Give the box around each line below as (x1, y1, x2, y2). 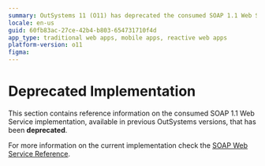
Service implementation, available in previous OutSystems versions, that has (8, 116, 256, 126)
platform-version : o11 (8, 41, 83, 49)
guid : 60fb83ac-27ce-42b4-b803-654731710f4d (8, 26, 157, 34)
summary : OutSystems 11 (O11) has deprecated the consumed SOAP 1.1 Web (8, 11, 252, 20)
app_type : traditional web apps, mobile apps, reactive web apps (8, 33, 227, 42)
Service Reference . (8, 149, 71, 158)
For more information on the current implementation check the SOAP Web (8, 140, 248, 150)
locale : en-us (8, 19, 55, 27)
